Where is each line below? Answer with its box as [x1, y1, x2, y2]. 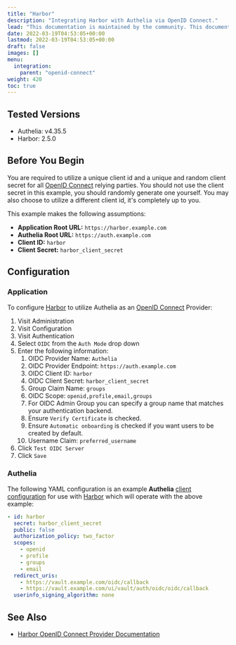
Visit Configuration [17, 324, 72, 333]
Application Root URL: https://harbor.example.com [17, 223, 167, 231]
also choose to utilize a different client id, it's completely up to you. [7, 196, 201, 204]
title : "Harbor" [7, 10, 55, 18]
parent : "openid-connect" [20, 69, 96, 76]
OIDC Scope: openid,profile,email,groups [27, 391, 152, 400]
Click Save [17, 451, 47, 459]
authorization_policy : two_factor [13, 532, 114, 540]
